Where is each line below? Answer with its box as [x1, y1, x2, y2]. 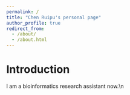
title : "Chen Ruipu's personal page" [6, 14, 102, 20]
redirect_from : [6, 25, 45, 32]
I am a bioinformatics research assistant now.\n [6, 82, 124, 90]
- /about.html [11, 37, 47, 43]
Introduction [6, 63, 70, 76]
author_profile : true [6, 20, 61, 26]
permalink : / [6, 8, 39, 15]
